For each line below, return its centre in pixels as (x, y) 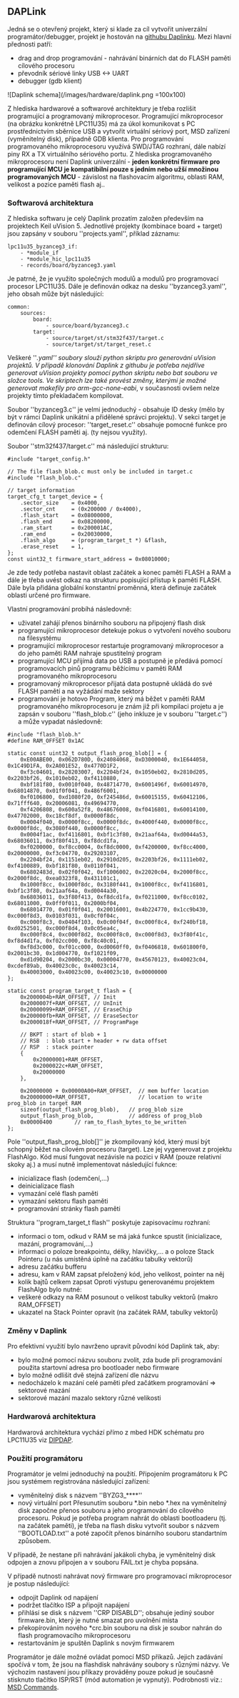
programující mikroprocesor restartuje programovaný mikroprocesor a (121, 646)
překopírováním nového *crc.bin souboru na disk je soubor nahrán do (120, 1628)
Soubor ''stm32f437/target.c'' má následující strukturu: (88, 446)
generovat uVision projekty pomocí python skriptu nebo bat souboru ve (112, 373)
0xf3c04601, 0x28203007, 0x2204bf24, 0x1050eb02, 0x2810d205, (115, 772)
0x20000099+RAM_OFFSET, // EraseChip (76, 1010)
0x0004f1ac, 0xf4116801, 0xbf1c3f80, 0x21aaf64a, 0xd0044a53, (115, 835)
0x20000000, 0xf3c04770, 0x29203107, (63, 854)
